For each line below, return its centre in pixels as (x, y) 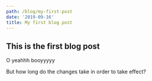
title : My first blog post (39, 22)
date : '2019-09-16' (30, 17)
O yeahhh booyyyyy (30, 60)
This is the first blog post (53, 46)
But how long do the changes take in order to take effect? (76, 72)
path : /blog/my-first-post (39, 11)
